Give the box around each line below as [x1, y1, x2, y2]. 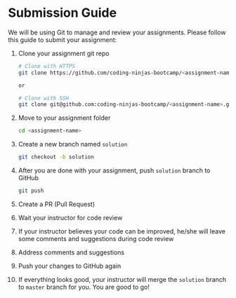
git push [18, 187, 44, 194]
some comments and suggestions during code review [18, 234, 174, 243]
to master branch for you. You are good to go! [18, 283, 150, 291]
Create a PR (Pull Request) [18, 200, 96, 208]
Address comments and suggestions [18, 248, 125, 257]
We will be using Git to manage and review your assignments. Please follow [8, 28, 226, 36]
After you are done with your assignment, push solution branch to [18, 166, 211, 175]
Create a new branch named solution [18, 140, 128, 149]
